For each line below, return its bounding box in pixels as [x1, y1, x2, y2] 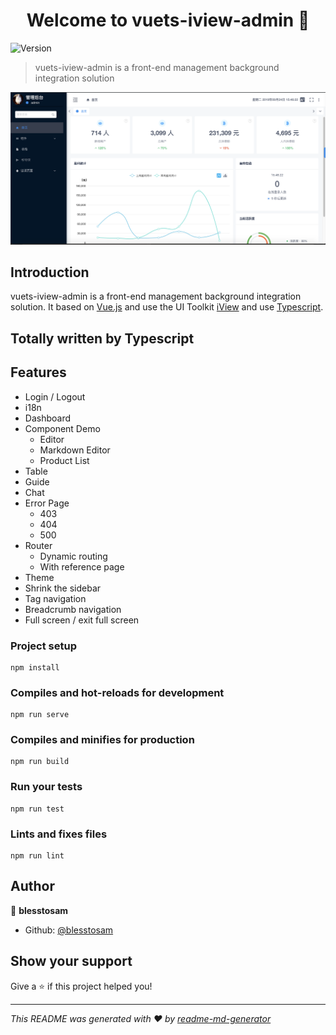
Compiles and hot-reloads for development [10, 685, 225, 699]
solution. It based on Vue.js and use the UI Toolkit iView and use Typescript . [10, 301, 324, 313]
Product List [39, 454, 90, 466]
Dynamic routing [39, 550, 108, 562]
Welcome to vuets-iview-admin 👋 [26, 9, 310, 32]
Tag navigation [24, 592, 87, 604]
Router [24, 539, 53, 551]
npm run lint [10, 851, 65, 861]
